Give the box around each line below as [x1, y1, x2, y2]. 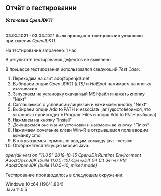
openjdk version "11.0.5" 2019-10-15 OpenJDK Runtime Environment [5, 152, 141, 158]
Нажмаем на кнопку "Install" [12, 117, 72, 123]
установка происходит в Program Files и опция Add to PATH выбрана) [12, 111, 157, 117]
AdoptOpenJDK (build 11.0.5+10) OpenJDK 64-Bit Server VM [5, 157, 127, 163]
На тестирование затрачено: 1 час [5, 47, 77, 53]
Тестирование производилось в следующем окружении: [5, 172, 124, 178]
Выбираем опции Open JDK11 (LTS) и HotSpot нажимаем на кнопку [12, 80, 152, 87]
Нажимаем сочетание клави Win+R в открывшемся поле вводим [12, 127, 148, 133]
